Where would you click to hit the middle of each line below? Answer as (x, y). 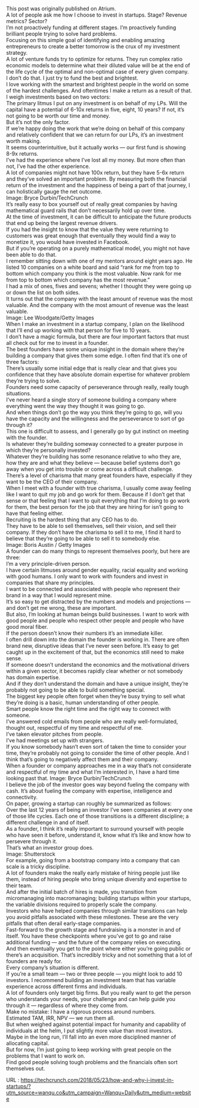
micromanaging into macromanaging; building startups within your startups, (99, 898)
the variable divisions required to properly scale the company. (82, 904)
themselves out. (26, 1069)
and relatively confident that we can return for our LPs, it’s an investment (95, 135)
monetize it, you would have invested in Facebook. (68, 242)
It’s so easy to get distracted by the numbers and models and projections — (98, 602)
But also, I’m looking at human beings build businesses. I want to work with (98, 614)
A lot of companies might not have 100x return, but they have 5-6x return (95, 172)
